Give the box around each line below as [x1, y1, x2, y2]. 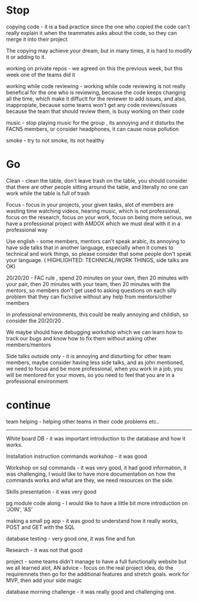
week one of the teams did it [6, 71, 75, 78]
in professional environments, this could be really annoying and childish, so [6, 311, 189, 318]
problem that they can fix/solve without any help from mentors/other [6, 293, 173, 300]
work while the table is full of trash [6, 190, 90, 197]
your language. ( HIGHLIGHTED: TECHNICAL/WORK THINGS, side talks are [6, 256, 189, 264]
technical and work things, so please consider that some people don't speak [6, 250, 192, 257]
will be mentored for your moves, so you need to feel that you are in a [6, 371, 175, 378]
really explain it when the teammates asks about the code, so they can [6, 29, 177, 36]
